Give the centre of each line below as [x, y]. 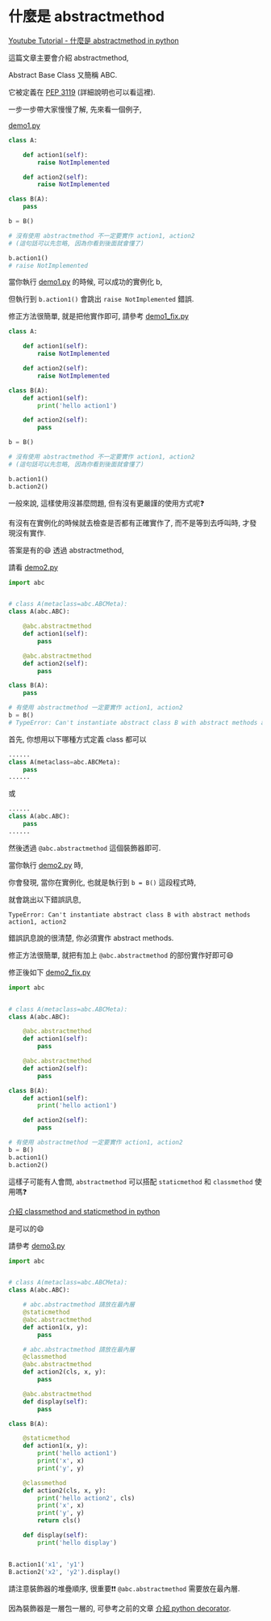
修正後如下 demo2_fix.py [50, 972]
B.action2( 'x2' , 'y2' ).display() [65, 1572]
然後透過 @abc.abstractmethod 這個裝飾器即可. [85, 848]
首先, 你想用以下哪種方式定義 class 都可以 [77, 739]
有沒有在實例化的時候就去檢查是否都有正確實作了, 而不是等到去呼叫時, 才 [129, 523]
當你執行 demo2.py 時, [46, 865]
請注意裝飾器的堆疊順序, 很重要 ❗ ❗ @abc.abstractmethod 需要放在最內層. [124, 1588]
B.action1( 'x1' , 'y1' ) [46, 1564]
